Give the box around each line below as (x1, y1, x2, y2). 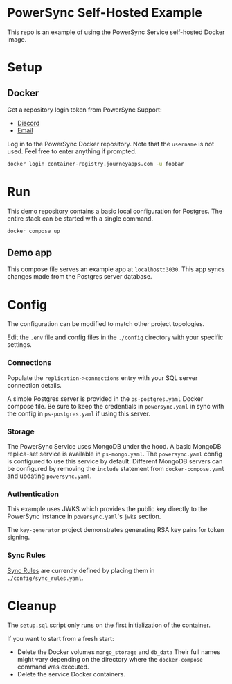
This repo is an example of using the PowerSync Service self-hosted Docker (7, 28, 225, 36)
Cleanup (7, 598, 57, 613)
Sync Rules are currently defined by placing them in (7, 566, 155, 574)
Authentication (7, 489, 59, 499)
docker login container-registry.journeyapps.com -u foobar (7, 160, 185, 167)
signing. (7, 533, 30, 542)
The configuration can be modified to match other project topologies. (7, 320, 205, 328)
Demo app (7, 247, 53, 259)
